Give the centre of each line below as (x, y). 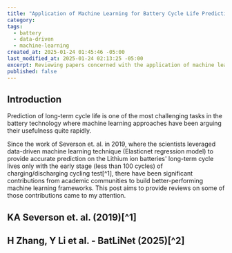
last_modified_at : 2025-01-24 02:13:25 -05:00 (75, 59)
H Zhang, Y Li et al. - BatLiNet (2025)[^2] (96, 241)
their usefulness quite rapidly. (49, 131)
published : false (32, 71)
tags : (15, 26)
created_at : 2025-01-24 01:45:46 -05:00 (66, 53)
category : (21, 20)
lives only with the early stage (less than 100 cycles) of (85, 166)
